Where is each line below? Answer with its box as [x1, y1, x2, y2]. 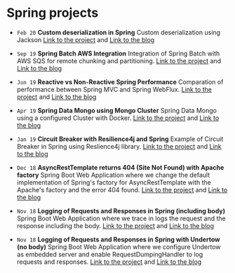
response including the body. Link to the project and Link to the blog [16, 221, 215, 229]
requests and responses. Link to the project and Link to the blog [16, 258, 202, 266]
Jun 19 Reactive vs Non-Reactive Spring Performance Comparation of [16, 77, 224, 86]
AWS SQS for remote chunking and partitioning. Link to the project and [16, 56, 222, 65]
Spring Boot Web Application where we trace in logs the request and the [16, 214, 226, 222]
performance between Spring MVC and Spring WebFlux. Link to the [16, 85, 212, 93]
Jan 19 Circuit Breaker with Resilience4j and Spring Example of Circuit [16, 135, 224, 143]
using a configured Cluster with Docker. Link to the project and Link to [16, 114, 220, 122]
